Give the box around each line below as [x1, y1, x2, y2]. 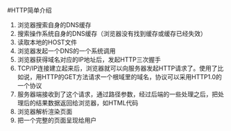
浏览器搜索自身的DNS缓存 [17, 21, 92, 29]
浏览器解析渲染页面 [17, 107, 73, 116]
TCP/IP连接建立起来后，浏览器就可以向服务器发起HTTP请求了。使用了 [17, 64, 218, 72]
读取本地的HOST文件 [17, 38, 78, 46]
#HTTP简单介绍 [7, 6, 52, 14]
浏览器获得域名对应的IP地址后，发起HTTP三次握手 [17, 55, 161, 64]
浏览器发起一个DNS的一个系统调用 [17, 47, 116, 55]
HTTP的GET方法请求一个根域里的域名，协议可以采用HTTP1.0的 [41, 73, 222, 81]
